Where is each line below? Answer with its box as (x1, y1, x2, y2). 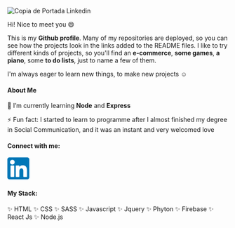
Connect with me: (7, 141, 61, 150)
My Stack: (7, 189, 38, 197)
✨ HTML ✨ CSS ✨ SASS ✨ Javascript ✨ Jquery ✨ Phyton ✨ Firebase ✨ (7, 204, 214, 213)
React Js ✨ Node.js (7, 213, 63, 221)
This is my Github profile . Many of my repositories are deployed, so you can (7, 34, 228, 42)
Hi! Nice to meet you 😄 (7, 20, 75, 28)
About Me (7, 86, 37, 94)
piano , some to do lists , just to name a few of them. (7, 56, 156, 65)
